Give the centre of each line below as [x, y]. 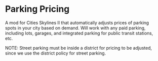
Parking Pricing [37, 9]
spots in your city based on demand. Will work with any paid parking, [75, 28]
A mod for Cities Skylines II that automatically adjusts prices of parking [77, 23]
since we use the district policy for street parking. [56, 53]
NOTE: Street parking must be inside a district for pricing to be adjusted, [79, 48]
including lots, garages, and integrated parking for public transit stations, [79, 33]
